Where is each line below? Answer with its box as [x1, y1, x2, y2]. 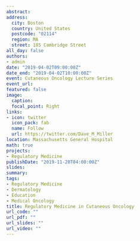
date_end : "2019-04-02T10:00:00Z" [6, 70, 92, 76]
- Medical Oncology [6, 198, 55, 204]
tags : [6, 176, 20, 182]
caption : [11, 97, 33, 103]
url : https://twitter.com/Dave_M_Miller [11, 131, 113, 138]
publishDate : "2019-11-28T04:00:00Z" [6, 159, 100, 165]
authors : [6, 53, 28, 59]
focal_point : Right [11, 103, 60, 109]
